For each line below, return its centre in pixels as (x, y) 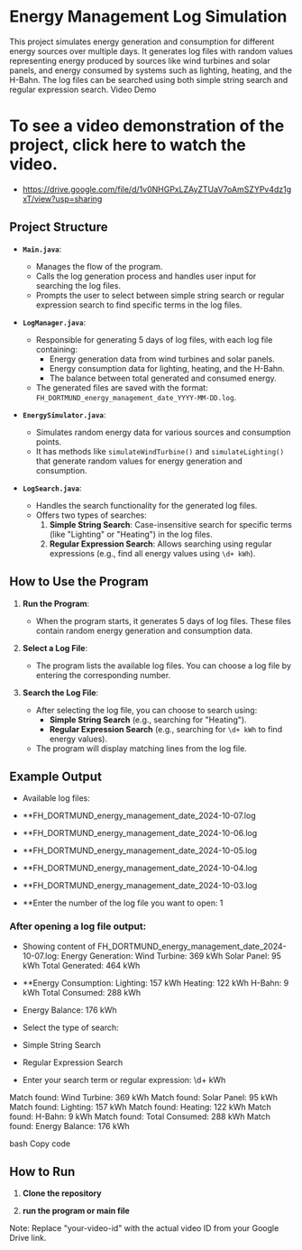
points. (49, 441)
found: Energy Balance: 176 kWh (69, 1126)
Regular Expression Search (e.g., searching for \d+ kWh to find (165, 729)
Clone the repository (62, 1193)
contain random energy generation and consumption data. (144, 630)
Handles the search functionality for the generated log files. (146, 505)
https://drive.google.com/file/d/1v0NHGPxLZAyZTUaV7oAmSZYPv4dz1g (157, 189)
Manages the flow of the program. (99, 266)
